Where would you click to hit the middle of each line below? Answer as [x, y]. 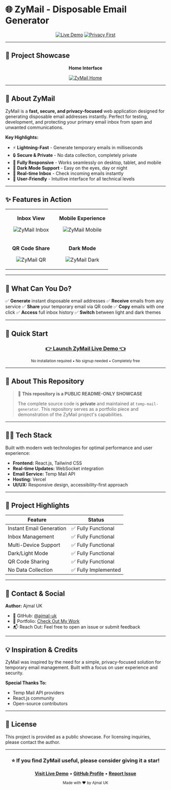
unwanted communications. [34, 127]
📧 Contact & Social [35, 594]
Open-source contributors [40, 703]
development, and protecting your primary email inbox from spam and [79, 122]
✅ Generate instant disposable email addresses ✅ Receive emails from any [84, 301]
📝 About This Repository [45, 381]
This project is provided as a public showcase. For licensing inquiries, [78, 736]
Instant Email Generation [37, 528]
